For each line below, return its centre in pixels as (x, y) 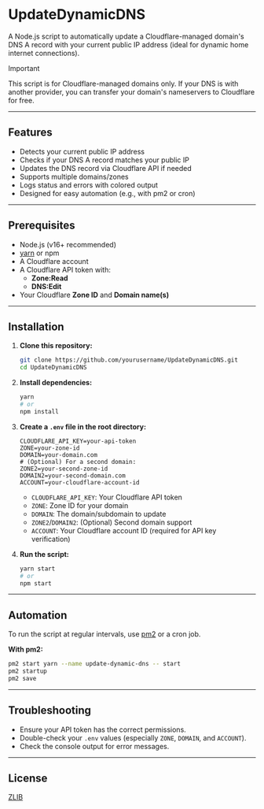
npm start (36, 583)
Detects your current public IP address (82, 151)
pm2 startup (27, 671)
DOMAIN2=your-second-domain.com (72, 475)
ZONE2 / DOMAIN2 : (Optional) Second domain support (112, 522)
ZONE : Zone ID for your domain (80, 505)
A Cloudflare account (54, 261)
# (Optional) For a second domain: (78, 462)
